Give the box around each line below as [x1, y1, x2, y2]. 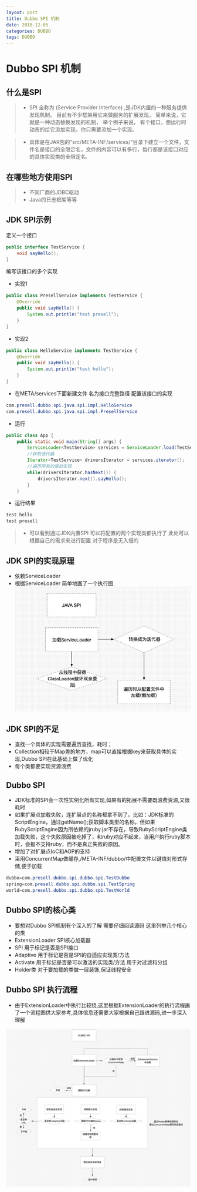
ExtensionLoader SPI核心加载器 [14, 936, 91, 943]
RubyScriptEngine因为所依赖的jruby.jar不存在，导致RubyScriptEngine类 [14, 826, 188, 833]
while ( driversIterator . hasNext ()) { [27, 469, 117, 475]
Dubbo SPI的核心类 [6, 905, 76, 915]
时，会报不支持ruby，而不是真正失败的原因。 [14, 841, 124, 848]
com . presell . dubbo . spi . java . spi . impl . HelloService [6, 402, 133, 408]
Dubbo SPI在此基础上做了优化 [21, 756, 94, 763]
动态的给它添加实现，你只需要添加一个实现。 [29, 126, 138, 133]
